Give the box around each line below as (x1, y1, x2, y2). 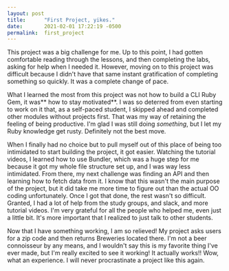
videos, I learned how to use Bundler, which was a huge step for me (7, 155, 199, 164)
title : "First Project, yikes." (7, 17, 116, 23)
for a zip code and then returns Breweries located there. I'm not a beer (7, 235, 208, 243)
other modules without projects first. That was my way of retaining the (7, 113, 206, 121)
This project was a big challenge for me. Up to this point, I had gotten (7, 48, 204, 56)
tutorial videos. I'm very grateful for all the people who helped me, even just (7, 206, 221, 215)
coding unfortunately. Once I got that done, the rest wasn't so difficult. (7, 192, 206, 200)
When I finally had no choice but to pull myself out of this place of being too (7, 140, 222, 149)
